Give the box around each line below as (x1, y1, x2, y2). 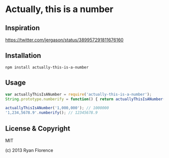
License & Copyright (5, 124, 70, 133)
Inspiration (5, 24, 40, 32)
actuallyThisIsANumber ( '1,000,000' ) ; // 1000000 (5, 106, 109, 111)
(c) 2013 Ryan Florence (5, 147, 54, 153)
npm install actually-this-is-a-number (5, 64, 89, 70)
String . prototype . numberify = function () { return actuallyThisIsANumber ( (5, 97, 165, 102)
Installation (5, 51, 41, 60)
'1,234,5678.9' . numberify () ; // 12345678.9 (5, 110, 98, 115)
